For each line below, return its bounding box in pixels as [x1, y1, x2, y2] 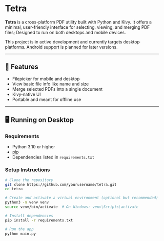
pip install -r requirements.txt [5, 218, 73, 222]
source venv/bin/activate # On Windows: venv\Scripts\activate [5, 204, 139, 210]
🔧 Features [5, 63, 39, 71]
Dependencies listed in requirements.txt [12, 154, 95, 160]
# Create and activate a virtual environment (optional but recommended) [5, 196, 159, 201]
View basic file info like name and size [12, 81, 89, 87]
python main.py [5, 231, 36, 236]
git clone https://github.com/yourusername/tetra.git [5, 182, 117, 187]
